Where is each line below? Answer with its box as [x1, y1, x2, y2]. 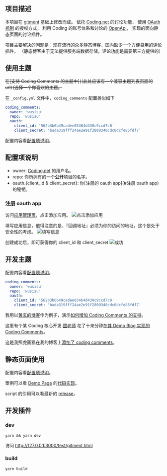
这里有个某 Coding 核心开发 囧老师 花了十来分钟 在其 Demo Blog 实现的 [5, 322, 150, 329]
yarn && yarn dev [5, 433, 41, 438]
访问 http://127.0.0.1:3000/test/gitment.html [5, 442, 93, 448]
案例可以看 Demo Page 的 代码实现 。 [5, 380, 80, 386]
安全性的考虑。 [5, 229, 36, 235]
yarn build [5, 466, 28, 471]
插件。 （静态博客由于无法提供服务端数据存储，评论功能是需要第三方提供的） [5, 48, 163, 54]
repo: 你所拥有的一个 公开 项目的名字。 [12, 173, 90, 180]
